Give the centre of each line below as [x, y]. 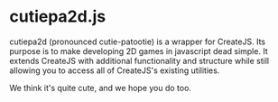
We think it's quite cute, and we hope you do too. [101, 88]
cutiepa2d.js [58, 17]
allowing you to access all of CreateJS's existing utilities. [115, 70]
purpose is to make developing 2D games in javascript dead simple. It [139, 51]
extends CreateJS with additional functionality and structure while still [139, 60]
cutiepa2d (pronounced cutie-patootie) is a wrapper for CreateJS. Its [138, 42]
